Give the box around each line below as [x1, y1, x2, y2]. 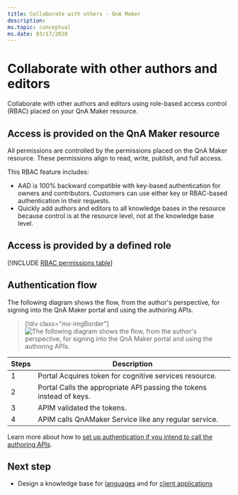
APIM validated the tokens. [38, 403, 127, 413]
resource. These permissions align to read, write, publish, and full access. [7, 154, 223, 162]
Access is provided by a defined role [7, 239, 171, 252]
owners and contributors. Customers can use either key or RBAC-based [17, 189, 228, 197]
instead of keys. [38, 391, 91, 401]
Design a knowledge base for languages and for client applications [17, 479, 213, 488]
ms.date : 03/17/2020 [7, 30, 69, 38]
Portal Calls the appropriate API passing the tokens [38, 382, 207, 392]
